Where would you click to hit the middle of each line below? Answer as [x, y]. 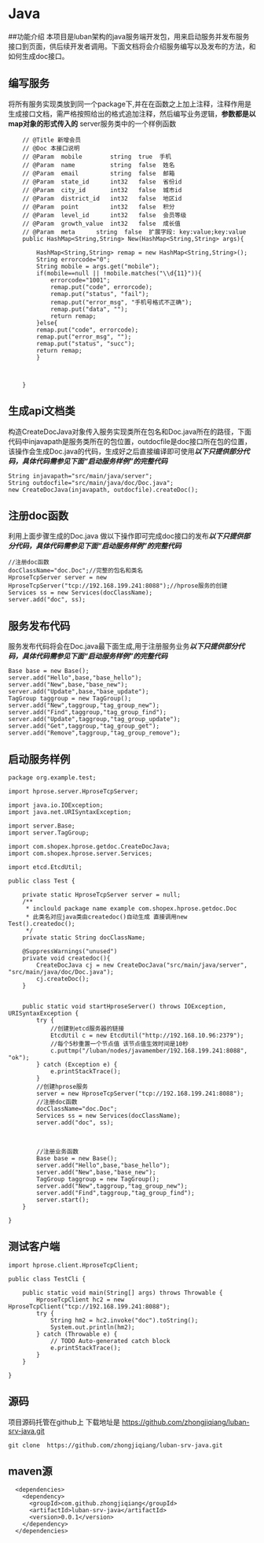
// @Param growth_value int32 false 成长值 [101, 224]
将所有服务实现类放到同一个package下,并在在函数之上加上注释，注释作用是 [130, 104]
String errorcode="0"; [73, 259]
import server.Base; [42, 826]
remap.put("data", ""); [89, 309]
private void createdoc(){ [66, 958]
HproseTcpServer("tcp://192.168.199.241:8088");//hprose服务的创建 [118, 586]
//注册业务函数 [57, 1152]
